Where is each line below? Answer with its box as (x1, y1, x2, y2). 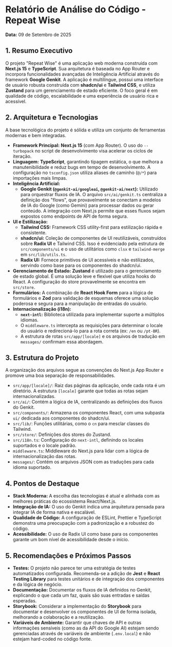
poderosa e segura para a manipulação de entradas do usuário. (12, 300, 147, 307)
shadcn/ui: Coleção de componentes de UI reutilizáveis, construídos (20, 235, 166, 241)
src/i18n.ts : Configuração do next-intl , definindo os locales (12, 437, 144, 443)
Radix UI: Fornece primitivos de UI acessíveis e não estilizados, (20, 257, 155, 263)
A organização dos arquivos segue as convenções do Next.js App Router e (5, 367, 164, 373)
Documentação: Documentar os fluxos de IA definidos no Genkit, (12, 587, 152, 593)
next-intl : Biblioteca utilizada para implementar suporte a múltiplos (20, 311, 164, 317)
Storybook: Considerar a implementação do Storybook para (12, 603, 142, 609)
